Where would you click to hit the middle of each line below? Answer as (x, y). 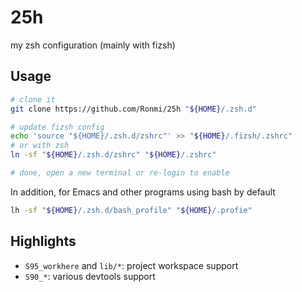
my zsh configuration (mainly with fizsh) (93, 45)
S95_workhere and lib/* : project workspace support (131, 265)
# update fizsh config (57, 127)
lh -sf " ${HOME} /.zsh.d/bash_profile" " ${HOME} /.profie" (131, 210)
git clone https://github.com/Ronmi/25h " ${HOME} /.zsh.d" (133, 109)
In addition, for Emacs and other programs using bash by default (143, 192)
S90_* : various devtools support (90, 276)
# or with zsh (40, 146)
